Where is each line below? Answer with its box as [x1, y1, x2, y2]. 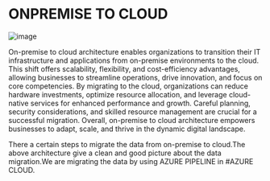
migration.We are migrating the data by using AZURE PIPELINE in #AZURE [8, 156, 254, 166]
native [8, 98, 29, 108]
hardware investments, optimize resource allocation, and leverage [8, 89, 227, 99]
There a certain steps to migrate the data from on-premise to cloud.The [8, 139, 246, 149]
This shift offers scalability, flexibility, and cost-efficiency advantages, [8, 64, 240, 73]
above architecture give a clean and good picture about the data [8, 148, 222, 158]
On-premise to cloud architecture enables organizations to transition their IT [8, 47, 261, 56]
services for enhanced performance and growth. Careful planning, [30, 98, 251, 108]
